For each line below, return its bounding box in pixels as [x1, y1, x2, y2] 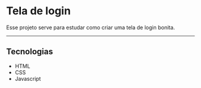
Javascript [14, 75, 41, 82]
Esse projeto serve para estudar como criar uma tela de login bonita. [6, 24, 175, 31]
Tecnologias [6, 46, 53, 57]
